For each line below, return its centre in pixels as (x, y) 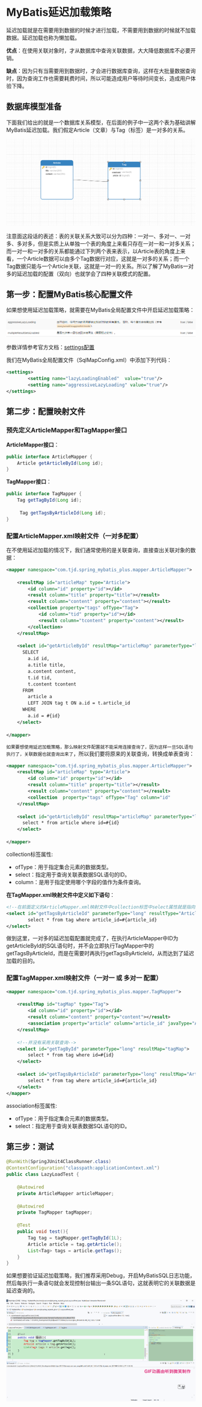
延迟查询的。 (22, 1291)
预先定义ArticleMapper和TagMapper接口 (67, 430)
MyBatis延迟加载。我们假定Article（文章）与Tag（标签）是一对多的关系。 (97, 129)
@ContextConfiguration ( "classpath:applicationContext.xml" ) (83, 1168)
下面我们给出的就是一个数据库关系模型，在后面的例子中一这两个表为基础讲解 (101, 122)
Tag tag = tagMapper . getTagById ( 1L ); (75, 1238)
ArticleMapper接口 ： (33, 445)
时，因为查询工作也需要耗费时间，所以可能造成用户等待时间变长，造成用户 (98, 78)
